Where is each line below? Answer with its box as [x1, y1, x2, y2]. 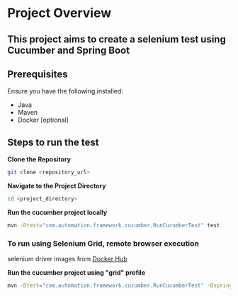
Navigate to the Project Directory [7, 182, 106, 190]
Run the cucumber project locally [7, 207, 108, 217]
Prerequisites [7, 68, 68, 80]
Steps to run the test [7, 136, 99, 148]
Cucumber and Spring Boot [7, 44, 130, 56]
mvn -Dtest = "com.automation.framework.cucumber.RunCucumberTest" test [7, 222, 220, 229]
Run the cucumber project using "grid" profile [7, 268, 146, 277]
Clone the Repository [7, 155, 71, 164]
